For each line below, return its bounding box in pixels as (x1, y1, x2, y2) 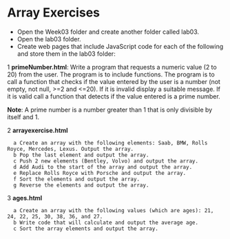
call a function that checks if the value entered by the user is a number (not (7, 77, 220, 85)
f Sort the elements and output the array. (13, 176, 140, 183)
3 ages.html (7, 194, 43, 202)
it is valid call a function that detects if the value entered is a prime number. (7, 92, 220, 101)
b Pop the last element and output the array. (13, 152, 149, 158)
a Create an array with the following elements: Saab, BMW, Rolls (13, 139, 208, 146)
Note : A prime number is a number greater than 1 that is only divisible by (7, 105, 213, 114)
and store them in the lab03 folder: (17, 50, 116, 58)
